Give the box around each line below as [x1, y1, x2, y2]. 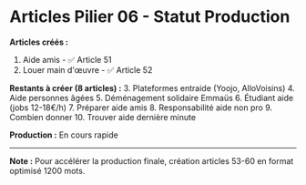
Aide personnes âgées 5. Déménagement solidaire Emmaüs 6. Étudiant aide [9, 92, 294, 103]
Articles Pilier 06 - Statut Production [9, 6, 291, 27]
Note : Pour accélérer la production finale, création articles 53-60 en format [9, 155, 294, 166]
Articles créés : [9, 36, 68, 47]
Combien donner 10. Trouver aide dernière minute [9, 111, 197, 122]
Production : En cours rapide [9, 129, 118, 140]
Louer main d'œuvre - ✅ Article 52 [22, 64, 153, 75]
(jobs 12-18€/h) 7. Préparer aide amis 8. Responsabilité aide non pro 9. [9, 102, 273, 113]
